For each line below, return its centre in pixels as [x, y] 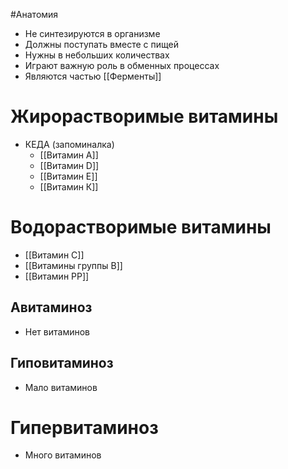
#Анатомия [34, 14]
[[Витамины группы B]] [73, 265]
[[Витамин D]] [69, 165]
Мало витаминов [61, 387]
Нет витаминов [57, 331]
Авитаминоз [51, 307]
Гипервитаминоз [84, 427]
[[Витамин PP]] [57, 276]
